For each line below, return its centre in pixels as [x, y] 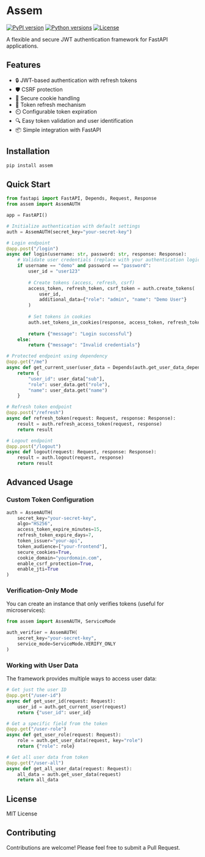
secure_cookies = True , [45, 552]
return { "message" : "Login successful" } [80, 334]
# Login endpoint [28, 243]
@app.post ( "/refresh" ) [35, 413]
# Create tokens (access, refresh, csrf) [82, 283]
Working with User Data [42, 665]
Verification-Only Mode [42, 591]
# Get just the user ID [37, 690]
